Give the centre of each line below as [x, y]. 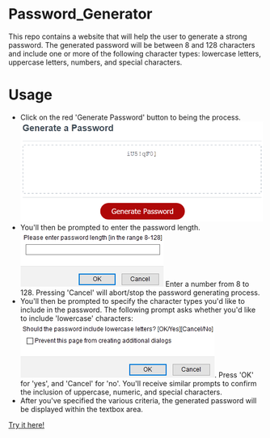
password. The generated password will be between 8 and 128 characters [132, 44]
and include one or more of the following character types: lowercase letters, [135, 53]
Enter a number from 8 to [207, 284]
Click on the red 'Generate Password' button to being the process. [130, 117]
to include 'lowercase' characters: [76, 318]
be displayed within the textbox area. [82, 410]
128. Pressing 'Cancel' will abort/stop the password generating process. [140, 293]
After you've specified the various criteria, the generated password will [138, 401]
